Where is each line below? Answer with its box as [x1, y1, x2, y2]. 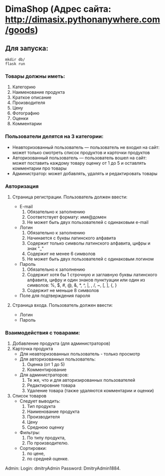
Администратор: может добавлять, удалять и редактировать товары [12, 170, 158, 176]
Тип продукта [27, 403, 56, 409]
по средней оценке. [27, 456, 69, 462]
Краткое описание [12, 95, 52, 101]
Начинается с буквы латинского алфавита [27, 235, 116, 241]
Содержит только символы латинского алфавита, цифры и [27, 240, 151, 246]
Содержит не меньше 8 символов [27, 287, 99, 293]
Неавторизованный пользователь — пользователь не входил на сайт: [12, 144, 160, 150]
